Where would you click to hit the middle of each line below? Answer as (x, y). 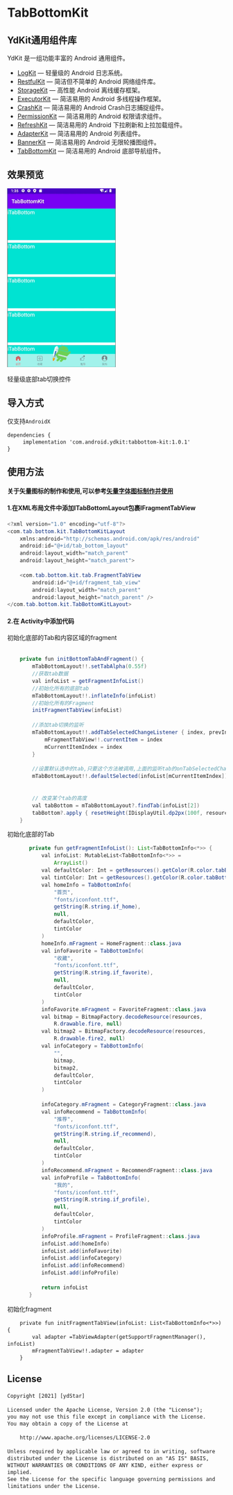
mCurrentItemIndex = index (83, 747)
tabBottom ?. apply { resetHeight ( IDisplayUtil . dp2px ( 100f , (118, 813)
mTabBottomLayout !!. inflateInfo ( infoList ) (94, 695)
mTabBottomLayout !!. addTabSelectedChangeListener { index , (119, 733)
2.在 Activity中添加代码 (41, 621)
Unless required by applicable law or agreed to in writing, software (111, 1451)
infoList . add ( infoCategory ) (82, 1258)
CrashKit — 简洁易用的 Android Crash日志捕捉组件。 (92, 108)
